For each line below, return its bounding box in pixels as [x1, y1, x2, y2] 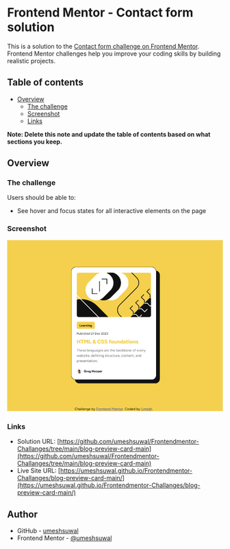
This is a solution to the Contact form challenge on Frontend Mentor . [7, 42, 200, 50]
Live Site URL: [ [16, 467, 61, 475]
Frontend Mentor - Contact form [7, 5, 194, 21]
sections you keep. [7, 137, 63, 146]
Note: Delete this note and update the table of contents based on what [7, 130, 211, 138]
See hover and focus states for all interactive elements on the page [16, 207, 207, 215]
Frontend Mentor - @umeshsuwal [16, 534, 112, 542]
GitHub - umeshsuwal [16, 527, 79, 535]
